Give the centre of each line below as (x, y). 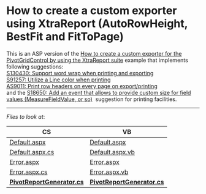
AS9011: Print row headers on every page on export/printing (82, 86)
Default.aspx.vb (112, 152)
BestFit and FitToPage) (65, 37)
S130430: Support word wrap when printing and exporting (80, 73)
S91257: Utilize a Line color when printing (59, 80)
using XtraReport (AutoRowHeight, (97, 24)
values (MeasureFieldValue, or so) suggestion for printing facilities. (92, 99)
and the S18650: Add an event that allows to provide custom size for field (99, 92)
